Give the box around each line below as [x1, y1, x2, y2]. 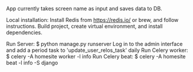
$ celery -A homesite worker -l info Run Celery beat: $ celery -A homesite [6, 53, 186, 60]
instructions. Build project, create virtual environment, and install [6, 23, 163, 30]
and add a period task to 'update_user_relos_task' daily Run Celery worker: [6, 47, 188, 54]
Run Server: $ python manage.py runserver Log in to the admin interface [6, 41, 183, 47]
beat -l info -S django [6, 59, 58, 66]
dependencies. [6, 29, 42, 36]
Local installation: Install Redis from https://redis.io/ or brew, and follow [6, 17, 179, 23]
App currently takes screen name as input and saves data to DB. [6, 5, 162, 12]
